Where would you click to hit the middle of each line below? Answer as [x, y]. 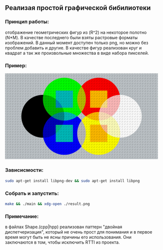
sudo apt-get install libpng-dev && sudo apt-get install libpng [72, 181]
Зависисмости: [24, 170]
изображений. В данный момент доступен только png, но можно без [77, 43]
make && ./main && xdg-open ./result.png [48, 204]
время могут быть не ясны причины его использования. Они [68, 237]
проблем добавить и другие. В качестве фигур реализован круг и [73, 47]
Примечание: [22, 216]
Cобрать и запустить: [32, 193]
